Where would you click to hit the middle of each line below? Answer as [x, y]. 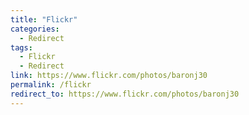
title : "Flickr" [44, 19]
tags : [21, 47]
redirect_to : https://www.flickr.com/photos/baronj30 [125, 94]
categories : [35, 29]
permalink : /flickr [51, 85]
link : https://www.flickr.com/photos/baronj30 [109, 76]
